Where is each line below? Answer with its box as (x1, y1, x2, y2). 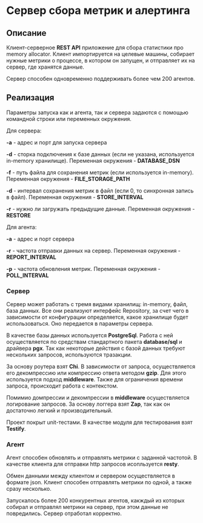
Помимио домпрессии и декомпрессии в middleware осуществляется (6, 394, 190, 402)
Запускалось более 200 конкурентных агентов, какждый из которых (6, 497, 185, 504)
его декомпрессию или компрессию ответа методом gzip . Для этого (6, 369, 187, 377)
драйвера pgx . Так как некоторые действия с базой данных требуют (6, 344, 185, 352)
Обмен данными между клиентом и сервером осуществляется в (6, 472, 176, 480)
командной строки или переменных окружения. (6, 115, 132, 122)
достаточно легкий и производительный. (6, 407, 113, 414)
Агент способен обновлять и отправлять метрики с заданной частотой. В (6, 454, 198, 462)
